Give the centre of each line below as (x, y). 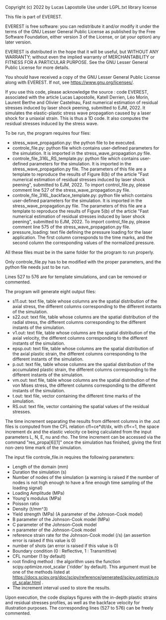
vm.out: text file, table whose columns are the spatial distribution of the (85, 380)
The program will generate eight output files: (51, 291)
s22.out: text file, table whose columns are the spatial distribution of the (86, 317)
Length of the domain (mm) (40, 467)
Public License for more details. (37, 67)
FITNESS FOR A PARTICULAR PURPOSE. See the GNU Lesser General (77, 62)
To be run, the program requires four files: (48, 133)
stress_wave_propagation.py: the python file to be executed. (74, 143)
